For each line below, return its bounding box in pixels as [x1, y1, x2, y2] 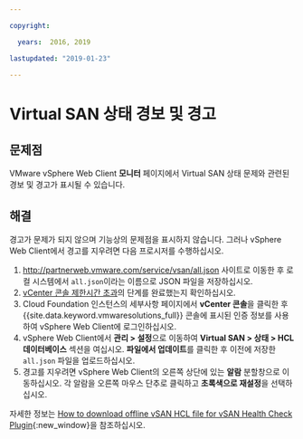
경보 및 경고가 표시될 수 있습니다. [9, 179, 126, 190]
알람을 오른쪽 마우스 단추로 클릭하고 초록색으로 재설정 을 [72, 377, 270, 389]
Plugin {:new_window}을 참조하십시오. [9, 420, 147, 431]
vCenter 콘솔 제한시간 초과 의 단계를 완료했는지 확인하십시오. [22, 287, 237, 299]
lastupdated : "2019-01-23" [9, 53, 111, 63]
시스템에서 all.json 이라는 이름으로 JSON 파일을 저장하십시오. [32, 276, 253, 287]
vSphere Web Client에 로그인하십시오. [39, 321, 177, 332]
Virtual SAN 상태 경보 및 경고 [9, 103, 217, 124]
